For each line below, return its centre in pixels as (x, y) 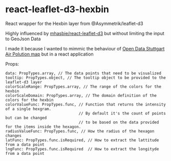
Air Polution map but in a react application (49, 54)
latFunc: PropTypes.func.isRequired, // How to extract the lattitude (82, 140)
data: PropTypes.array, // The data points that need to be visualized (83, 73)
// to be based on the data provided (119, 122)
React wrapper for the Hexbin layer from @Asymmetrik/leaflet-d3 (74, 23)
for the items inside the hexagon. (43, 127)
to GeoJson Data (23, 39)
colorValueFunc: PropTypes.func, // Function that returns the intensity (86, 104)
